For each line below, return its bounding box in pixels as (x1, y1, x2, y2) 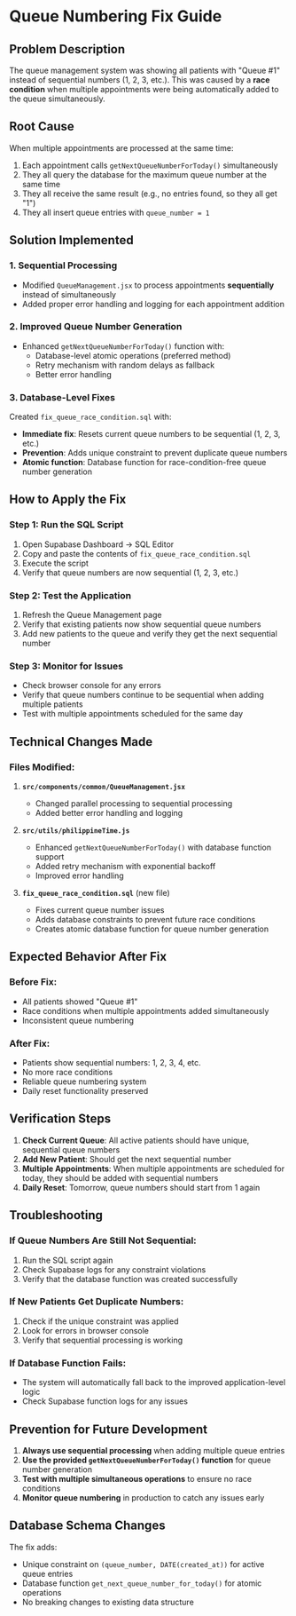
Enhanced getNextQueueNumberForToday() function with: (21, 340, 225, 352)
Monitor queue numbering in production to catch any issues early (21, 1492, 265, 1502)
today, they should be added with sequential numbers (21, 1172, 219, 1183)
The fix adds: (9, 1541, 58, 1552)
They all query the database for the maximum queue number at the (21, 169, 268, 179)
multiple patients (21, 699, 83, 709)
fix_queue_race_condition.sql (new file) (21, 888, 170, 899)
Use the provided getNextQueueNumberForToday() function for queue (21, 1454, 272, 1465)
